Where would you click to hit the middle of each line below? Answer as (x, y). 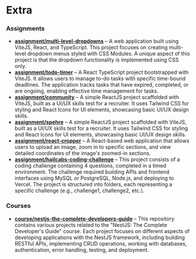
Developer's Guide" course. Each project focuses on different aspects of (102, 231)
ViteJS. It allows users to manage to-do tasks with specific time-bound (100, 79)
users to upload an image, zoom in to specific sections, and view (93, 147)
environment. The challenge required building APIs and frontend (92, 172)
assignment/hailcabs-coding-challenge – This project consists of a (97, 159)
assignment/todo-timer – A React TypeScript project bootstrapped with (102, 72)
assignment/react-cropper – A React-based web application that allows (102, 141)
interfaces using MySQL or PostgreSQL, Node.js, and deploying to (94, 178)
